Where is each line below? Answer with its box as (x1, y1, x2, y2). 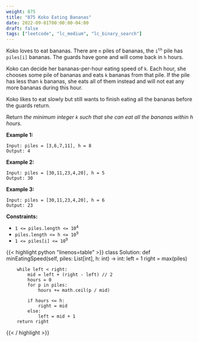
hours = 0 (27, 277, 52, 283)
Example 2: (6, 158, 34, 166)
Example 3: (6, 186, 34, 193)
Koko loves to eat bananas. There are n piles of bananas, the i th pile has (6, 47, 183, 54)
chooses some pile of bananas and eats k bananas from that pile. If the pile (6, 71, 190, 79)
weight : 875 (6, 8, 36, 15)
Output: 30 (6, 175, 33, 182)
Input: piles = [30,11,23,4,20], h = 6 (6, 197, 105, 203)
